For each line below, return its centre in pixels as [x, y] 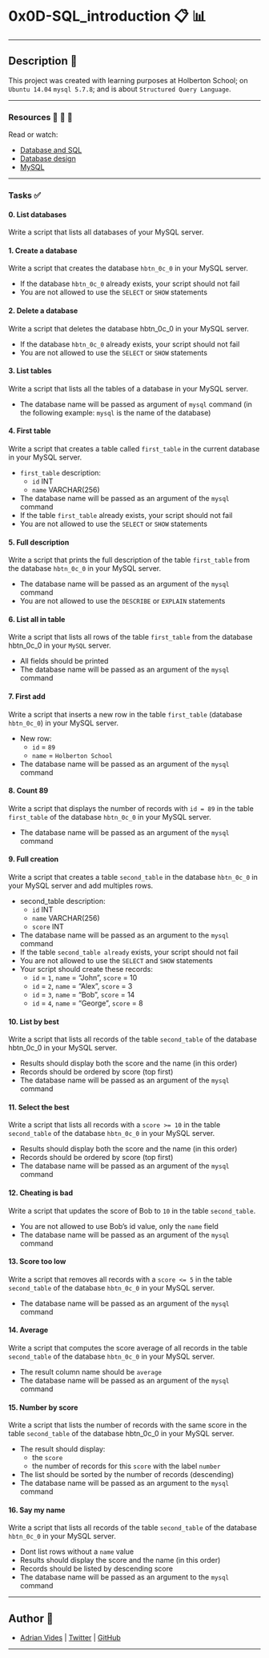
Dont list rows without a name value [77, 1552]
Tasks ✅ [25, 195]
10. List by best [34, 1022]
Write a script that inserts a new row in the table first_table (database [125, 714]
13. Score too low [37, 1262]
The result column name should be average [91, 1372]
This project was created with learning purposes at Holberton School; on [128, 80]
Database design [48, 159]
